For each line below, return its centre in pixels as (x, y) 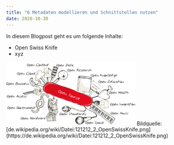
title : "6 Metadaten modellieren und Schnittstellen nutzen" (82, 12)
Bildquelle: (149, 123)
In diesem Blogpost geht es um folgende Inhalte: (64, 36)
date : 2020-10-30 (27, 18)
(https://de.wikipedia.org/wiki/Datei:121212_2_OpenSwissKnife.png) (87, 136)
